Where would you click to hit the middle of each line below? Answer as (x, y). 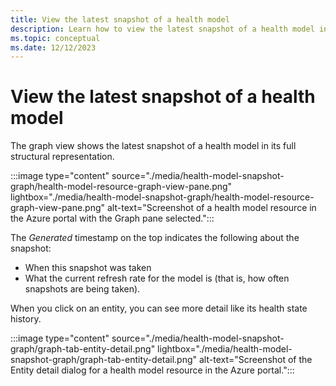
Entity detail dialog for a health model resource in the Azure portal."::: (152, 370)
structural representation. (62, 157)
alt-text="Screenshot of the (256, 360)
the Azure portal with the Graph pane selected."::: (112, 218)
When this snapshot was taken (88, 268)
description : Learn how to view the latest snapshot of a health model (162, 29)
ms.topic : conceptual (55, 38)
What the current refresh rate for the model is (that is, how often (157, 278)
